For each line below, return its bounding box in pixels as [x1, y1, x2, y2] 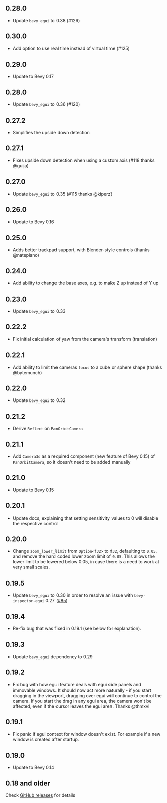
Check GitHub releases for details [5, 792, 76, 798]
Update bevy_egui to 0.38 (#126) [12, 17, 80, 23]
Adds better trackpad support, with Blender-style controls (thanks [12, 247, 150, 253]
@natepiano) [12, 252, 39, 258]
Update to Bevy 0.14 [12, 764, 54, 771]
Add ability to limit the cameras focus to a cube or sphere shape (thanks [12, 364, 162, 370]
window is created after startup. [12, 736, 79, 742]
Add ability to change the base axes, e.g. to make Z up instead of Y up [12, 280, 159, 286]
